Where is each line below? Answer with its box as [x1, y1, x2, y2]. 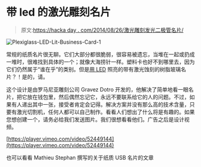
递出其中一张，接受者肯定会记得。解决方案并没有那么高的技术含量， [22, 101, 190, 108]
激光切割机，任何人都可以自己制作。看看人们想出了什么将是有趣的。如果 [16, 108, 195, 116]
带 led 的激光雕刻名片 [6, 5, 111, 19]
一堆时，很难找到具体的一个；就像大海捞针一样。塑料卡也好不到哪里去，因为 [6, 58, 195, 65]
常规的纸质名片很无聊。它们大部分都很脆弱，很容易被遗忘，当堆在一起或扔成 [6, 50, 195, 57]
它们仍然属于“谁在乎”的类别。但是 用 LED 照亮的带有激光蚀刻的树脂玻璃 [6, 65, 181, 72]
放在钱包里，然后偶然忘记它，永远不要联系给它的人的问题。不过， [26, 93, 190, 101]
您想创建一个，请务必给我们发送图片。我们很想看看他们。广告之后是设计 [6, 116, 184, 123]
